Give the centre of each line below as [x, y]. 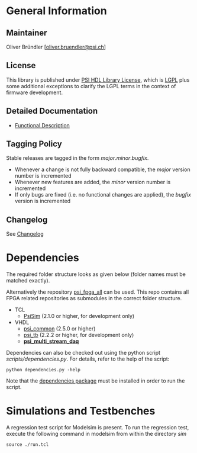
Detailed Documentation [52, 111]
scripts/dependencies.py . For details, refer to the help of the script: [88, 359]
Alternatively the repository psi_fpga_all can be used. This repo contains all [98, 292]
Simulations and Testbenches [81, 411]
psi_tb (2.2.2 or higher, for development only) [79, 335]
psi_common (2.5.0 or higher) [59, 329]
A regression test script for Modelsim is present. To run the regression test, [98, 428]
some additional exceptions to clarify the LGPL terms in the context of [91, 86]
